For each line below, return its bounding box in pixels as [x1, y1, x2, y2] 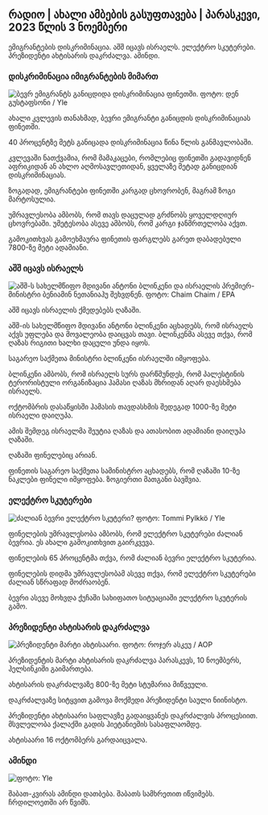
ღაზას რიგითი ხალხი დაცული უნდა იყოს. [8, 338, 150, 347]
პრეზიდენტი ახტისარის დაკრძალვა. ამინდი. [8, 50, 160, 60]
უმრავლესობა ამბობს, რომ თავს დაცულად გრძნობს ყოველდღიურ [8, 210, 237, 220]
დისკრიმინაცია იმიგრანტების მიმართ [8, 70, 159, 81]
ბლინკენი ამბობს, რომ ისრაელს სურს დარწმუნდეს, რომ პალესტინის [8, 369, 245, 379]
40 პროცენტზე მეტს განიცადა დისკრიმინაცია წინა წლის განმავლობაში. [8, 138, 254, 148]
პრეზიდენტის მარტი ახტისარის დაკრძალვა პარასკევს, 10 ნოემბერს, [8, 655, 241, 665]
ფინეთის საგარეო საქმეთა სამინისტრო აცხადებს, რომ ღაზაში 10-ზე [8, 466, 240, 476]
